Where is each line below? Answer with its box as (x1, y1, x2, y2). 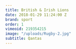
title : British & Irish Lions (5, 7, 69, 13)
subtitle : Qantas (5, 36, 42, 41)
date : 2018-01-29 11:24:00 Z (5, 12, 67, 17)
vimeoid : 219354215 (5, 27, 47, 32)
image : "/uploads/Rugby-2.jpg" (5, 31, 71, 36)
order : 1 (5, 21, 24, 27)
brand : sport (5, 17, 33, 22)
